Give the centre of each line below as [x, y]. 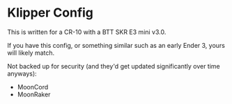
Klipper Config [51, 13]
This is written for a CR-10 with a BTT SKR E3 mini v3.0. [87, 32]
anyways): [22, 73]
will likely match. [31, 53]
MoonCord [33, 87]
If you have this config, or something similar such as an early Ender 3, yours [116, 45]
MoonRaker [34, 94]
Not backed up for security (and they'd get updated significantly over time [114, 66]
